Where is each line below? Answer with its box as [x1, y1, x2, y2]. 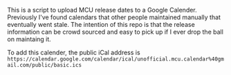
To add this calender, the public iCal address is [7, 48, 140, 56]
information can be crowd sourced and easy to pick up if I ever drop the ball [7, 28, 223, 36]
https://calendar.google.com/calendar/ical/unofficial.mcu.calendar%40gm [7, 56, 225, 63]
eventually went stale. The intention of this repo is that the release [7, 21, 195, 28]
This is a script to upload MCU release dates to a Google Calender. [7, 6, 197, 14]
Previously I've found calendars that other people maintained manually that [7, 13, 221, 21]
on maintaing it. [7, 35, 52, 43]
